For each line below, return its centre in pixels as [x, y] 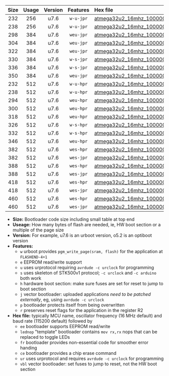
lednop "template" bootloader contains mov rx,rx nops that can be [89, 332]
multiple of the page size [38, 230]
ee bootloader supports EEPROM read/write [65, 326]
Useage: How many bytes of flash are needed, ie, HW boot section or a [87, 225]
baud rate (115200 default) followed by [52, 321]
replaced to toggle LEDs [45, 337]
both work [31, 278]
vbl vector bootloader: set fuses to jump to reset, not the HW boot [89, 364]
